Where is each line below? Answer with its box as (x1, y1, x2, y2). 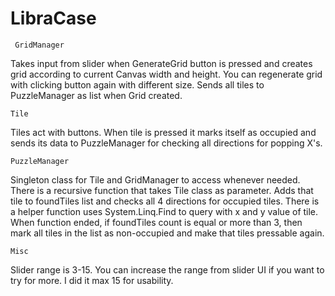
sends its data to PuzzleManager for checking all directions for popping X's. (10, 137, 323, 149)
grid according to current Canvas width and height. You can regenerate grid (10, 68, 323, 80)
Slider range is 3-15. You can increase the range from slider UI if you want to (10, 263, 325, 276)
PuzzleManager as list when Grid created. (10, 89, 183, 101)
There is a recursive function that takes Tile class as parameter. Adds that (10, 184, 314, 196)
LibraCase (10, 7, 97, 30)
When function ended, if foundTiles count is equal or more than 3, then (10, 216, 303, 228)
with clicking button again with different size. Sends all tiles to (10, 78, 265, 91)
